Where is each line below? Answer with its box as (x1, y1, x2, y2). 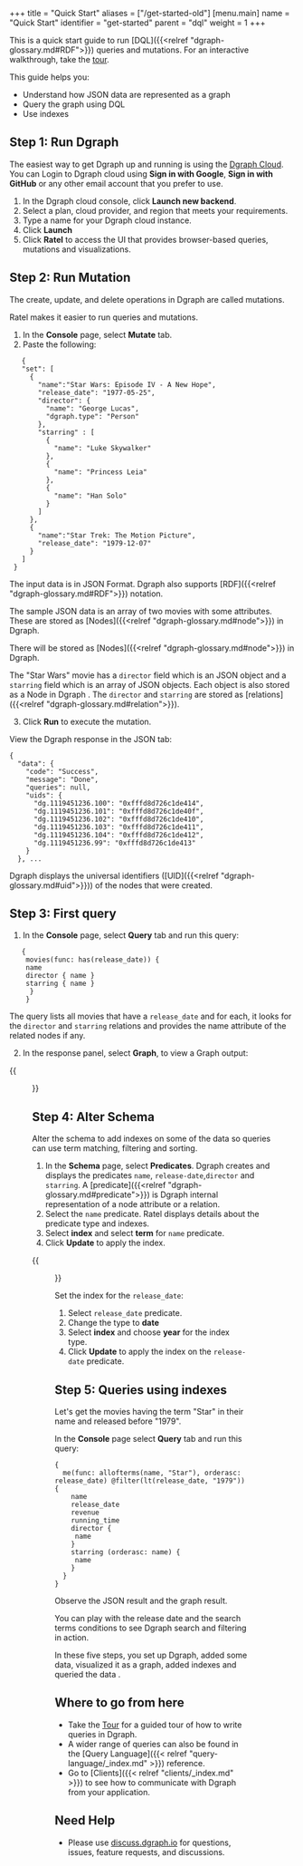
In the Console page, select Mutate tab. (22, 329, 173, 340)
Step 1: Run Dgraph (9, 135, 119, 150)
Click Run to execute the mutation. (22, 716, 152, 727)
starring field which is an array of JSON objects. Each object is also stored (9, 679, 290, 690)
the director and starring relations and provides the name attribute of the (9, 1020, 287, 1031)
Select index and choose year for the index (67, 1327, 231, 1338)
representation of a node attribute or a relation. (44, 1199, 221, 1210)
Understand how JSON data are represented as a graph (22, 90, 231, 100)
